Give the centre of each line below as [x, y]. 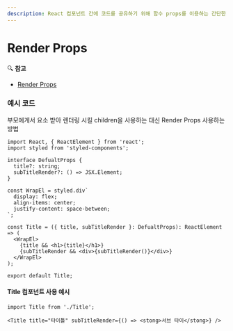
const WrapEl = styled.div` [48, 191]
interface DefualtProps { [45, 160]
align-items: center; [45, 202]
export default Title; [40, 275]
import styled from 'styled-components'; [68, 148]
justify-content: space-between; [62, 209]
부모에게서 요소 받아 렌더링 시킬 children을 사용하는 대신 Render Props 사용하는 [116, 120]
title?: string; [37, 166]
